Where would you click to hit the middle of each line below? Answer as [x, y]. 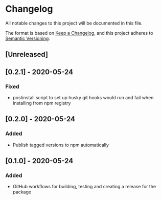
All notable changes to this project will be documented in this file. [74, 23]
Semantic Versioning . [28, 38]
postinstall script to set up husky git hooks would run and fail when [83, 98]
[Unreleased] [27, 54]
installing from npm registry [42, 103]
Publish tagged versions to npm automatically [61, 145]
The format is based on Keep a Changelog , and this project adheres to [79, 33]
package [22, 192]
